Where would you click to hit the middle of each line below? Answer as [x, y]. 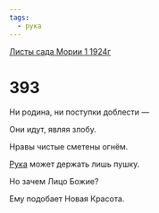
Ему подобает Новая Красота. [67, 199]
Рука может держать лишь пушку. [75, 164]
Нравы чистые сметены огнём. [69, 147]
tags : [19, 17]
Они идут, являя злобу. [53, 130]
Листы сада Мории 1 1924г [60, 51]
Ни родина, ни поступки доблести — [79, 112]
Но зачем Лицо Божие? [54, 182]
